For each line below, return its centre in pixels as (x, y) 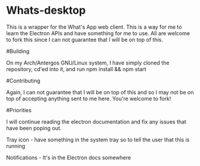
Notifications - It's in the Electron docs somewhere (69, 157)
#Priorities (19, 110)
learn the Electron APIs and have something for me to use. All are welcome (98, 33)
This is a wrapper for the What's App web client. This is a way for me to (94, 27)
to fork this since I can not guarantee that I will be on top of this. (85, 39)
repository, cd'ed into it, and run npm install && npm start (76, 69)
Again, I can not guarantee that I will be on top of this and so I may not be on (100, 92)
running (16, 146)
